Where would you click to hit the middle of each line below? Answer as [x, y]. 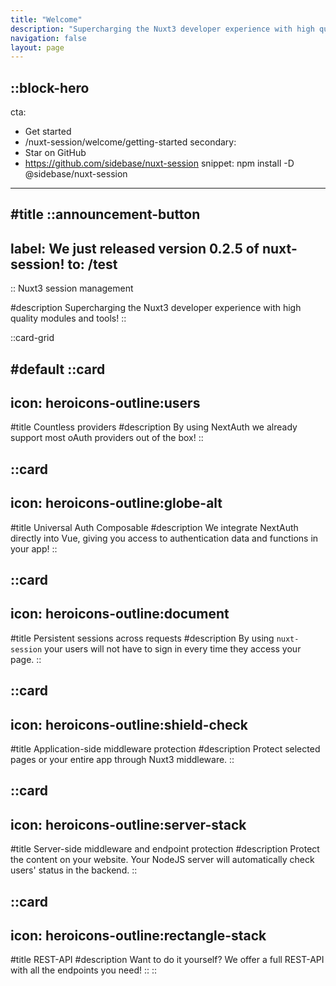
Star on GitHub [55, 153]
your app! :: [34, 548]
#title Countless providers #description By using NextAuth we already [154, 427]
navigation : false [48, 38]
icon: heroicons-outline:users [105, 403]
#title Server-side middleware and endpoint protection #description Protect [165, 849]
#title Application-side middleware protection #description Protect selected [165, 749]
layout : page [37, 47]
